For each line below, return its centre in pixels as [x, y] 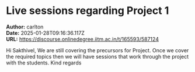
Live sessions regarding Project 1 [88, 11]
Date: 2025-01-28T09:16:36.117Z [45, 33]
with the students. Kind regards [44, 63]
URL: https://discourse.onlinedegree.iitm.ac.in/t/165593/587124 [83, 39]
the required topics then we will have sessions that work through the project [97, 56]
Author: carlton [25, 27]
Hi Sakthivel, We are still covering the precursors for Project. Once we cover [97, 50]
